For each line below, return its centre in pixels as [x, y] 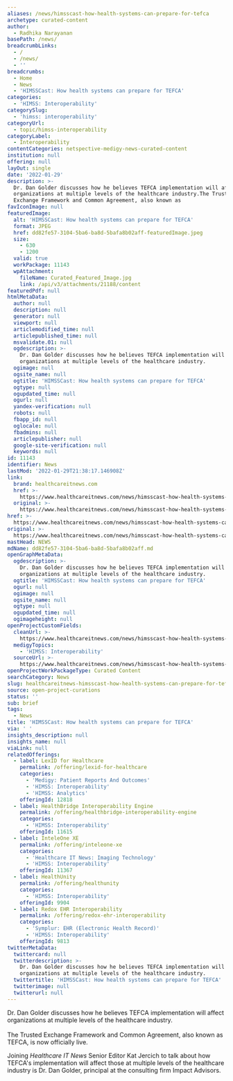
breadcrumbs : [26, 71]
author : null [32, 304]
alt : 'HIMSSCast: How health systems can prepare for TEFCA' [104, 220]
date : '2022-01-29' [35, 175]
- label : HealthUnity [45, 877]
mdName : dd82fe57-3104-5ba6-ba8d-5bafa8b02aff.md [80, 548]
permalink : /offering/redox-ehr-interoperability [93, 915]
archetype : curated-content [48, 20]
